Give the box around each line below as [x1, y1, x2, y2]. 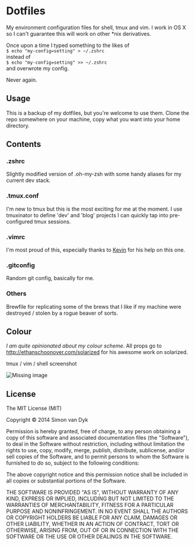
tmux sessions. [34, 218, 71, 225]
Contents [6, 139, 41, 149]
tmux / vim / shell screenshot [6, 360, 77, 367]
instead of [6, 53, 31, 60]
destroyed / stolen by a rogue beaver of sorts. [6, 309, 119, 317]
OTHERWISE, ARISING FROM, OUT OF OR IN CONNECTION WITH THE [6, 527, 179, 534]
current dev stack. [6, 177, 51, 184]
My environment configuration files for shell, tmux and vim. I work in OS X [6, 24, 187, 31]
